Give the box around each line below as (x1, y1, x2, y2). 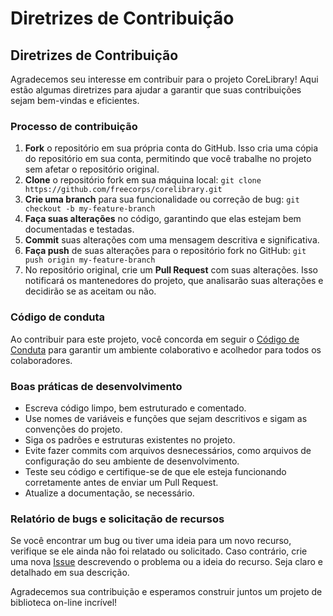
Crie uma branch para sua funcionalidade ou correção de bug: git (24, 193, 300, 206)
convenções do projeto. (24, 423, 123, 435)
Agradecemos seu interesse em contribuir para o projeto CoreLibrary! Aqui (10, 73, 319, 85)
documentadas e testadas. (24, 223, 135, 236)
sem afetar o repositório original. (24, 163, 160, 176)
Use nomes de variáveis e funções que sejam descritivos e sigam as (24, 412, 308, 424)
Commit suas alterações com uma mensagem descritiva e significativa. (24, 234, 320, 246)
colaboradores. (10, 354, 73, 366)
